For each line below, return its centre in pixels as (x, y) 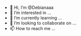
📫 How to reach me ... (32, 28)
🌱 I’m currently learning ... (36, 18)
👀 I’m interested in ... (30, 13)
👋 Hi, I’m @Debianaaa (32, 8)
